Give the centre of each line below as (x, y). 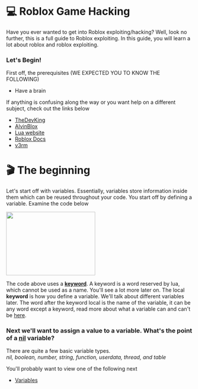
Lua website (30, 133)
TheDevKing (30, 120)
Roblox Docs (30, 139)
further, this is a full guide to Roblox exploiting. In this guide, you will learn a (98, 38)
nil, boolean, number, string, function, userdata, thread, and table (86, 358)
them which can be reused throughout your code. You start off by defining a (99, 197)
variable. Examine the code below (47, 204)
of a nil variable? (31, 338)
